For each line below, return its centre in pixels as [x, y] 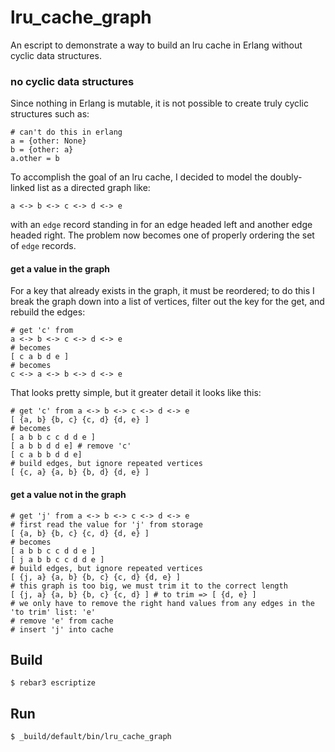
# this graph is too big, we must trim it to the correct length [149, 586]
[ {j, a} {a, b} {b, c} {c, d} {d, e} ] [96, 577]
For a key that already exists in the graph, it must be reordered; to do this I [162, 291]
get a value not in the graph [68, 495]
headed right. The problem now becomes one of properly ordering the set [162, 235]
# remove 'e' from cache [62, 621]
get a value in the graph [60, 268]
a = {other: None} [48, 141]
